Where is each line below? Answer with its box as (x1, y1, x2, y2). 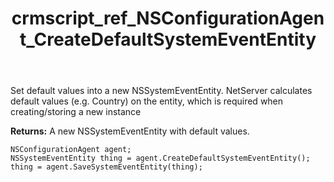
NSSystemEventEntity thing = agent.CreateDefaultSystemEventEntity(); (10, 153, 311, 164)
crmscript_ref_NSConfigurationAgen (11, 7, 325, 30)
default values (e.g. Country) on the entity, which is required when (10, 95, 284, 107)
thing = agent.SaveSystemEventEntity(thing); (10, 162, 203, 172)
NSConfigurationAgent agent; (10, 145, 132, 155)
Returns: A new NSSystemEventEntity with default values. (10, 125, 250, 137)
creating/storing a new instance (10, 106, 142, 118)
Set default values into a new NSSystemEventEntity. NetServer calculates (10, 85, 313, 97)
